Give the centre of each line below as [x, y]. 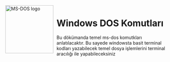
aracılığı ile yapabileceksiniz [86, 54]
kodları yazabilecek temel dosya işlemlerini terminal [111, 48]
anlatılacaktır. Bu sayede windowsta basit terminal [109, 43]
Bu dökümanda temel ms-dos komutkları [99, 37]
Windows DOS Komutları [110, 23]
